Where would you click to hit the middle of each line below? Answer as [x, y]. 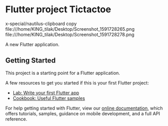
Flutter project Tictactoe [58, 9]
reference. [16, 119]
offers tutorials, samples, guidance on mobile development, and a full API [83, 113]
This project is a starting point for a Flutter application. [63, 73]
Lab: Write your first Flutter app [46, 93]
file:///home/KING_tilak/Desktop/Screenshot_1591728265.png [70, 29]
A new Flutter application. [32, 44]
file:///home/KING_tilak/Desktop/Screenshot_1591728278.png [70, 34]
